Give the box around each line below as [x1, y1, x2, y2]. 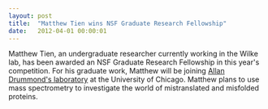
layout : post [8, 11, 53, 20]
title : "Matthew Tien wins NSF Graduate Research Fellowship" [8, 19, 227, 27]
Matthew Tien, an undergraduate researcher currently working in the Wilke [8, 49, 258, 59]
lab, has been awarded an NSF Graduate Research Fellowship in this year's [8, 57, 260, 67]
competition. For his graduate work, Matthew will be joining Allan [8, 66, 225, 76]
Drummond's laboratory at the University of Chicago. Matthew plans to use [8, 74, 260, 85]
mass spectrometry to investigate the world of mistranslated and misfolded [8, 83, 260, 93]
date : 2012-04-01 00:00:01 [8, 27, 107, 35]
